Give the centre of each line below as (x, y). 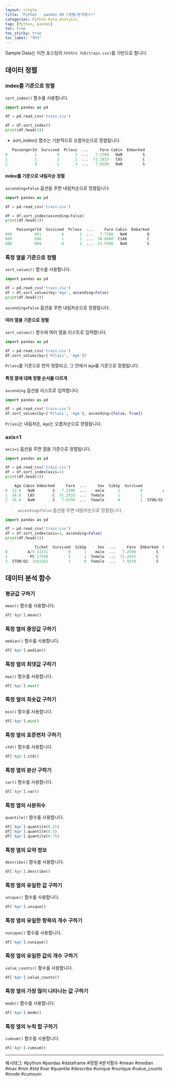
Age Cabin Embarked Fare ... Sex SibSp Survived (78, 486)
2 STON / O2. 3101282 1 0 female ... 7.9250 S (82, 561)
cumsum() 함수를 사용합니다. (32, 1038)
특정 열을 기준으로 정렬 (31, 257)
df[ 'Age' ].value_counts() (32, 977)
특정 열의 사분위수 (26, 805)
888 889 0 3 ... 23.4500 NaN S (77, 244)
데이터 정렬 (21, 70)
